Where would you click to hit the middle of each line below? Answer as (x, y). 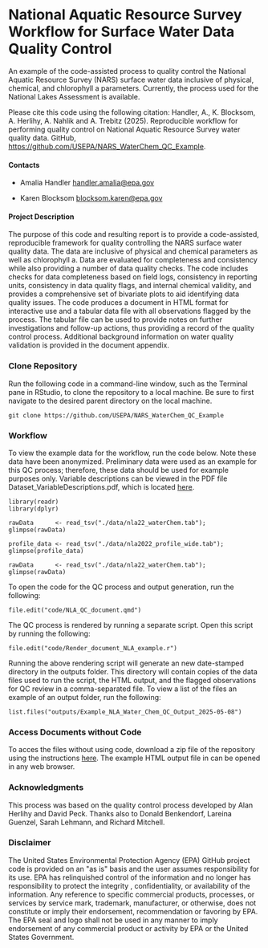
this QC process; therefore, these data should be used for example (118, 470)
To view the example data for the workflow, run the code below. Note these (132, 453)
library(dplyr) (34, 509)
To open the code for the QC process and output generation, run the (121, 587)
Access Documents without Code (75, 732)
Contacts (24, 165)
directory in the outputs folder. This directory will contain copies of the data (133, 671)
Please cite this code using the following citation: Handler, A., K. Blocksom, (132, 112)
